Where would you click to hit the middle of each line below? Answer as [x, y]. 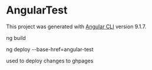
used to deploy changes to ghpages [50, 61]
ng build [16, 38]
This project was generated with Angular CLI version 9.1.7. [76, 26]
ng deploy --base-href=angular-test [50, 49]
